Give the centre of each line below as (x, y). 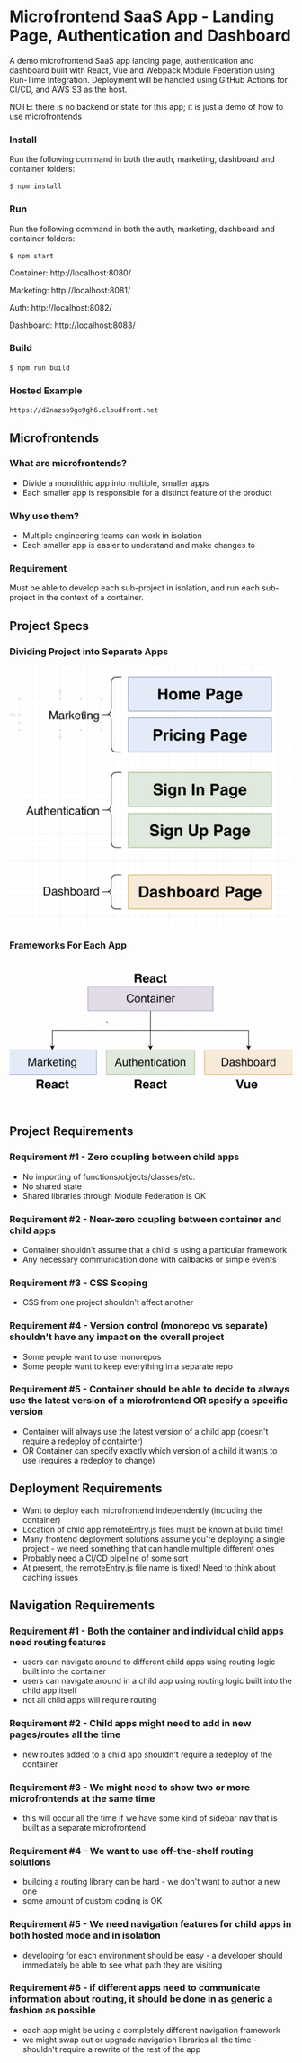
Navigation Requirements (82, 1605)
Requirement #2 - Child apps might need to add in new (130, 1724)
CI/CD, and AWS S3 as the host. (68, 89)
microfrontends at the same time (82, 1798)
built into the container (64, 1671)
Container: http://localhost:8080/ (71, 273)
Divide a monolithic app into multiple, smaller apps (115, 482)
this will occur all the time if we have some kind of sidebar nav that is (150, 1818)
